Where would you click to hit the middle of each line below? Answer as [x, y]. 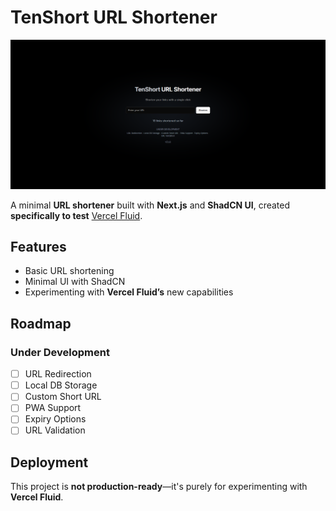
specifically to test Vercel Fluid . [76, 215]
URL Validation [55, 430]
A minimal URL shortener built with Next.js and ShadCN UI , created [150, 205]
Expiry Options [55, 419]
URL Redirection [58, 374]
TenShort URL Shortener [114, 17]
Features [38, 247]
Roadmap [41, 323]
